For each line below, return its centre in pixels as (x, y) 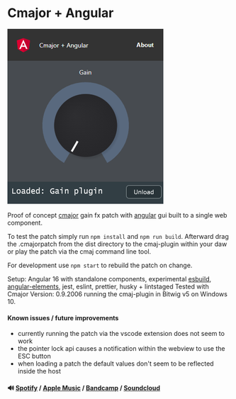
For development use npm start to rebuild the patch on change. (100, 265)
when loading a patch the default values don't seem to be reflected (116, 364)
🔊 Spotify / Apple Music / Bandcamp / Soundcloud (84, 388)
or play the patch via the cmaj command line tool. (79, 251)
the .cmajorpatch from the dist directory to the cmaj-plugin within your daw (117, 244)
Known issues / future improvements (63, 317)
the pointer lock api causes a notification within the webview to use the (121, 349)
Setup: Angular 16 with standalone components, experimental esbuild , (109, 279)
